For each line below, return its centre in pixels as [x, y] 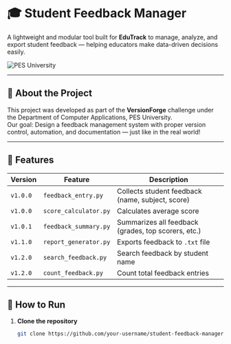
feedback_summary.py [77, 226]
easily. [16, 52]
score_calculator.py [77, 211]
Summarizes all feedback [157, 222]
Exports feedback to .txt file [163, 242]
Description [169, 179]
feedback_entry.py [74, 195]
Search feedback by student [162, 253]
